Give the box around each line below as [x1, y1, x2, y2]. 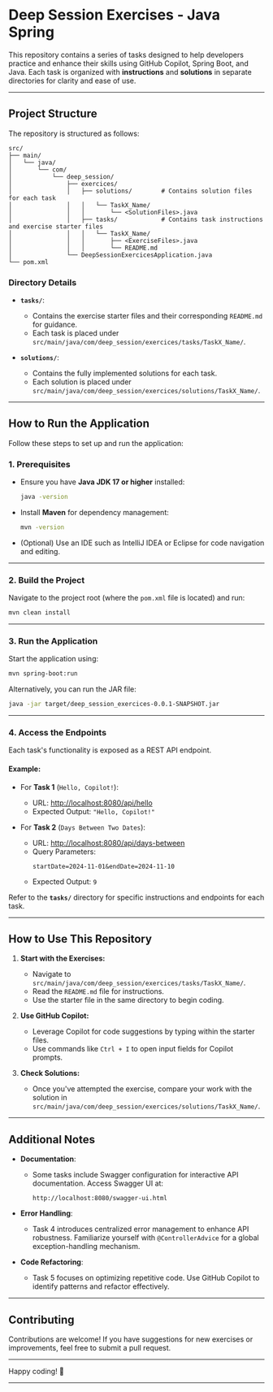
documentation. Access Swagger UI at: [32, 1178, 164, 1188]
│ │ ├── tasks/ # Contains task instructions [8, 215, 264, 223]
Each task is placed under [32, 328, 119, 338]
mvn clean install [8, 609, 71, 617]
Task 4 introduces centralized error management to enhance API [32, 1225, 249, 1234]
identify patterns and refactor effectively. [32, 1281, 170, 1291]
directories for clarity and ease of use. [8, 76, 136, 85]
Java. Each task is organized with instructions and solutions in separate [8, 67, 252, 76]
